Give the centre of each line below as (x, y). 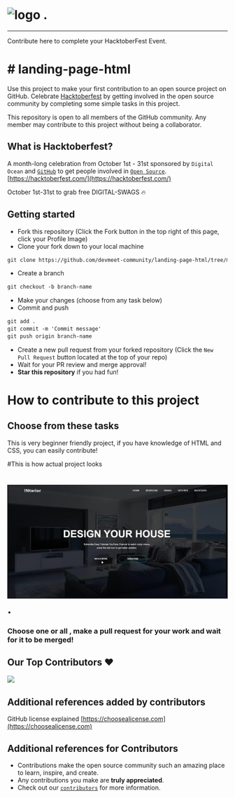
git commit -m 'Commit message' (54, 329)
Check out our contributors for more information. (89, 787)
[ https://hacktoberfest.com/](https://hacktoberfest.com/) (89, 178)
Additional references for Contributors (93, 749)
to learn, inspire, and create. (58, 773)
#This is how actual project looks (55, 464)
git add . (22, 322)
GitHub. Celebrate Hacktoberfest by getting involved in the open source (111, 96)
